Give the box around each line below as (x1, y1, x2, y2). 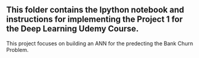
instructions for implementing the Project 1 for (6, 14, 183, 25)
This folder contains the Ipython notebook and (6, 5, 185, 15)
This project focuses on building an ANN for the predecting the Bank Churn (6, 39, 194, 47)
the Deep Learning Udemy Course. (6, 24, 139, 34)
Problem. (6, 46, 29, 53)
